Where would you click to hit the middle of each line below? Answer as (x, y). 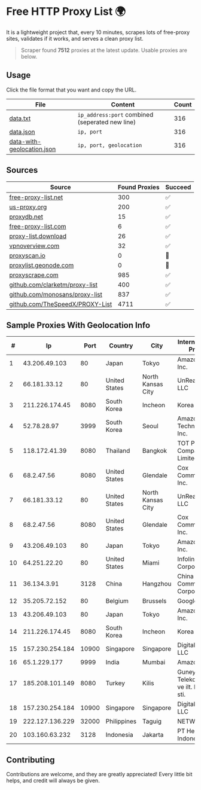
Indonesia (119, 735)
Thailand (118, 451)
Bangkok (155, 451)
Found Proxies (138, 187)
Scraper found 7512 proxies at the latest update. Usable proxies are (104, 50)
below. (29, 56)
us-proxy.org (28, 207)
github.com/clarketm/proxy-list (53, 285)
